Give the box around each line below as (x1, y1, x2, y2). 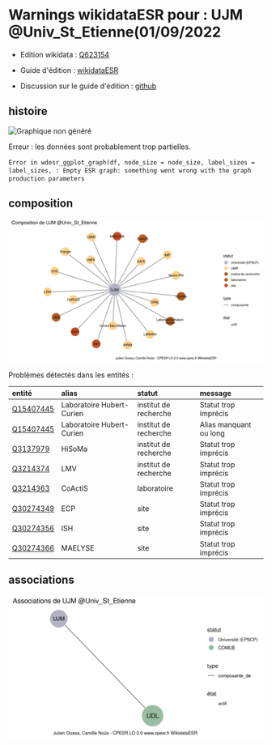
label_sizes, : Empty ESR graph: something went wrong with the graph (8, 166, 252, 175)
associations (8, 573, 74, 587)
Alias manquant (199, 419, 252, 430)
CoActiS (61, 483, 89, 493)
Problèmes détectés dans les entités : (8, 370, 134, 380)
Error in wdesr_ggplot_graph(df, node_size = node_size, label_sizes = (8, 158, 255, 167)
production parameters (8, 174, 85, 183)
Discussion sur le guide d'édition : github (19, 81, 156, 91)
